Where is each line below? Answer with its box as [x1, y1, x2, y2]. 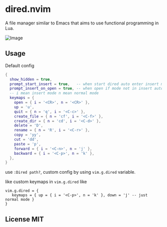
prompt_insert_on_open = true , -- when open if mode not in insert [9, 86, 153, 91]
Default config [5, 62, 35, 68]
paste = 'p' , [14, 141, 41, 146]
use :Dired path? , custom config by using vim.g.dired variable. [5, 169, 136, 175]
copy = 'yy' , [14, 132, 41, 137]
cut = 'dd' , [14, 137, 39, 142]
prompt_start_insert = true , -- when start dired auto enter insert [9, 81, 159, 87]
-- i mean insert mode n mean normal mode [9, 91, 99, 96]
